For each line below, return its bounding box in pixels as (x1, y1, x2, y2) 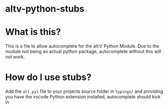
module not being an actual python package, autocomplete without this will (5, 49, 161, 55)
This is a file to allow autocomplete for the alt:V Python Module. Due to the (5, 43, 160, 49)
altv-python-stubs (5, 3, 85, 15)
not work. (5, 54, 25, 60)
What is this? (5, 26, 62, 38)
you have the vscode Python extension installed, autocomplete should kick (5, 94, 160, 100)
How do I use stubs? (5, 71, 92, 83)
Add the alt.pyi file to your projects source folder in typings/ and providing (5, 88, 163, 94)
